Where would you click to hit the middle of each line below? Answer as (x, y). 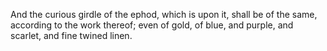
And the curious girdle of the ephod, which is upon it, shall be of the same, (164, 14)
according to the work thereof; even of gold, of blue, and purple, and (152, 25)
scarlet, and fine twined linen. (71, 35)
